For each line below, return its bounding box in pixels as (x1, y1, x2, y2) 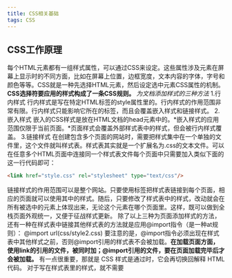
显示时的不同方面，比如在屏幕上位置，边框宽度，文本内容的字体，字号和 (19, 72, 225, 80)
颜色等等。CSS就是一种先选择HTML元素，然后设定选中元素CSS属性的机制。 (7, 81, 224, 89)
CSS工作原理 (7, 44, 63, 55)
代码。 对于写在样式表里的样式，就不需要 (7, 263, 124, 272)
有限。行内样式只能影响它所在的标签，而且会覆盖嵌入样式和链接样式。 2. (12, 106, 220, 115)
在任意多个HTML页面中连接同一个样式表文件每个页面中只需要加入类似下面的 (7, 150, 224, 158)
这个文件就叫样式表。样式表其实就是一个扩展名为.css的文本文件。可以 (25, 141, 224, 149)
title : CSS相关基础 (7, 10, 59, 17)
